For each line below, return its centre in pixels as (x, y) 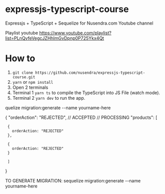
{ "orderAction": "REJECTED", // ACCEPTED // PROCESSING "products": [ (81, 117)
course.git (24, 77)
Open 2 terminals (30, 87)
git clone (23, 73)
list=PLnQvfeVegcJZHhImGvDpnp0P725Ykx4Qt (55, 38)
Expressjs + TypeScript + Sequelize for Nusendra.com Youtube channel (79, 23)
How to (20, 58)
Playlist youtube (22, 33)
